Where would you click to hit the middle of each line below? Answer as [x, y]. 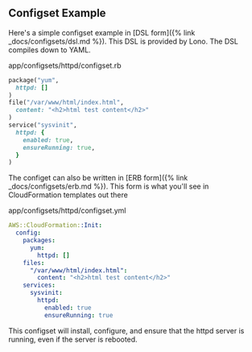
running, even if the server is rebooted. [73, 339]
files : [34, 263]
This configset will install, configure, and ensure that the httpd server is [126, 330]
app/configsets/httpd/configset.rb [65, 65]
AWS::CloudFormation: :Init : [56, 226]
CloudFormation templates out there [68, 195]
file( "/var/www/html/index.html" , [66, 103]
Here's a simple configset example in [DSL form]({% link [102, 32]
